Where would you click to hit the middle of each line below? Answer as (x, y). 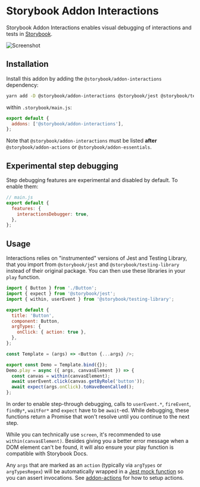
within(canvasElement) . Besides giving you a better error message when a (97, 441)
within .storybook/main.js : (39, 107)
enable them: (22, 187)
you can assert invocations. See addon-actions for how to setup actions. (95, 478)
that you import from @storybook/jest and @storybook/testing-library (93, 264)
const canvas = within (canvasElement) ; (61, 376)
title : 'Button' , (33, 315)
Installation (27, 64)
